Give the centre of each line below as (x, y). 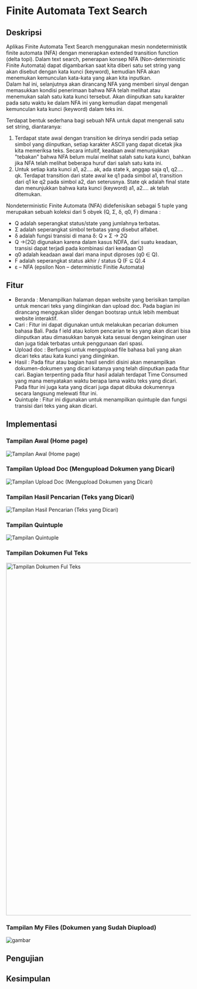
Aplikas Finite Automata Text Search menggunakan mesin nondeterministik (97, 46)
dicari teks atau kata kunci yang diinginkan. (67, 356)
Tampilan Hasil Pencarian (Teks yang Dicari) (70, 497)
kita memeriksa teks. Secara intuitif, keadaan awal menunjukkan (92, 150)
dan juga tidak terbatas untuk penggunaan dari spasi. (79, 343)
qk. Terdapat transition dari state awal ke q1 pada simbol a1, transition (98, 175)
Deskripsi (24, 33)
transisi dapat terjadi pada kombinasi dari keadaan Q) (79, 248)
